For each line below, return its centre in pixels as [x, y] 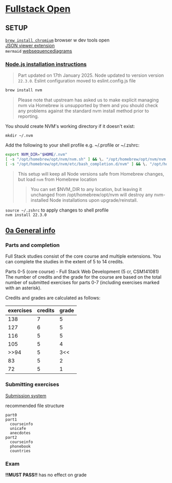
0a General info [30, 231]
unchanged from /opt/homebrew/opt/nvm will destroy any [92, 195]
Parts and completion [33, 245]
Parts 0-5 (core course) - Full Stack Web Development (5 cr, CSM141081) [82, 271]
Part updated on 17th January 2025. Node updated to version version [91, 75]
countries [20, 451]
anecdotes [20, 433]
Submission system [26, 395]
